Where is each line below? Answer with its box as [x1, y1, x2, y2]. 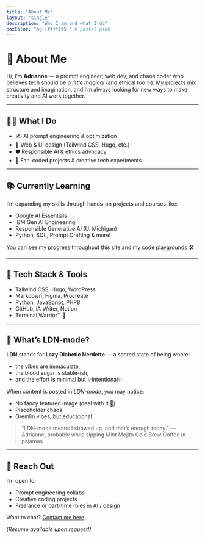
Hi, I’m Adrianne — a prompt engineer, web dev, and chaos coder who [6, 73, 184, 80]
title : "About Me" [6, 9, 53, 15]
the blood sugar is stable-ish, [15, 369, 89, 377]
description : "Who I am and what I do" [6, 20, 108, 26]
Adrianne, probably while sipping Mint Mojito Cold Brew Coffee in [21, 431, 186, 438]
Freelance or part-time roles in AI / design [15, 502, 120, 510]
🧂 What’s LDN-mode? [6, 335, 90, 345]
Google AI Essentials [15, 212, 67, 219]
